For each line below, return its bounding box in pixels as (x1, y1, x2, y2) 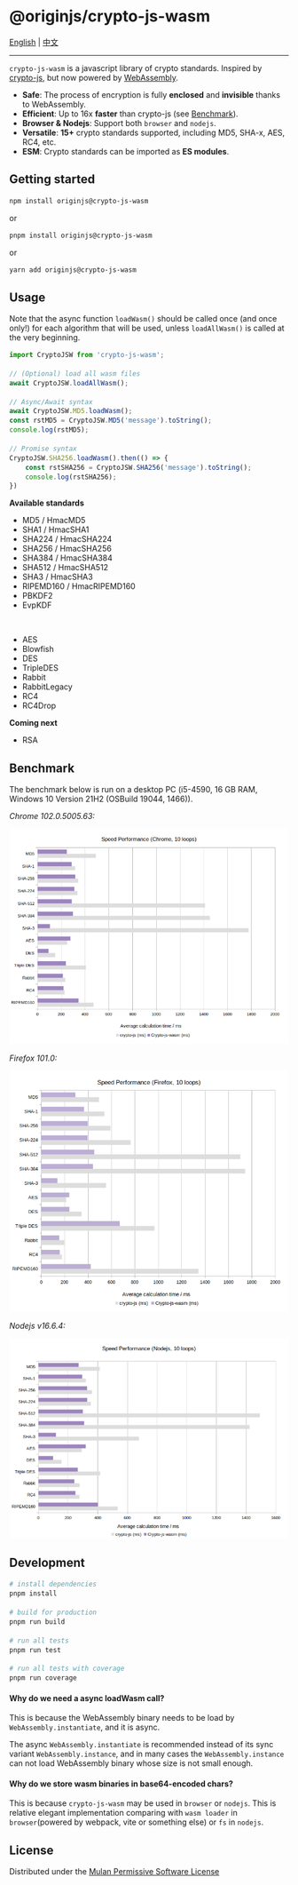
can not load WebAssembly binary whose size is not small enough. (9, 1758, 254, 1769)
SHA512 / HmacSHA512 (21, 562, 109, 573)
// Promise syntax (9, 444, 77, 453)
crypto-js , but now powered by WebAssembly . (9, 72, 179, 83)
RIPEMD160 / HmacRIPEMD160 (21, 581, 136, 592)
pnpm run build (9, 1617, 66, 1627)
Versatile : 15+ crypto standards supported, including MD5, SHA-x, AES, (21, 127, 286, 138)
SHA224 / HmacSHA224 (21, 534, 113, 545)
